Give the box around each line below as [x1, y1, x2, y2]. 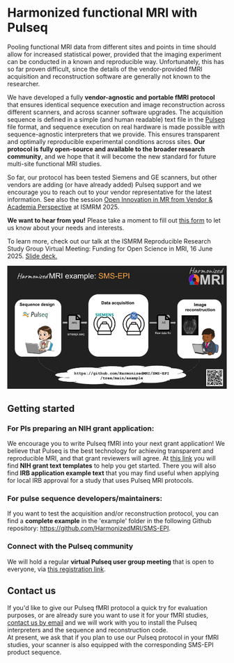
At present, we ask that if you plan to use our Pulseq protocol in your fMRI [7, 633, 219, 641]
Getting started [7, 402, 75, 415]
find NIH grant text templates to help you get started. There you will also [7, 461, 217, 470]
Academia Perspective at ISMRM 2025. [7, 202, 120, 211]
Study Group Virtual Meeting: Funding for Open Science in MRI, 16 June [7, 244, 213, 253]
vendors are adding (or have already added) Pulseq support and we [7, 180, 202, 189]
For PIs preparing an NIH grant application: [7, 423, 155, 433]
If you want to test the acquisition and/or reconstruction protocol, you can [7, 509, 219, 518]
